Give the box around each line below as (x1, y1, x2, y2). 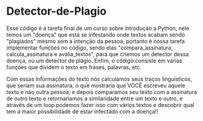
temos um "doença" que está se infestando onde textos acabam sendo (6, 31, 185, 38)
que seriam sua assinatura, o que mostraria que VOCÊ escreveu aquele (6, 81, 185, 89)
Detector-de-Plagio (6, 4, 107, 18)
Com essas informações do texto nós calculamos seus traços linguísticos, (6, 75, 193, 82)
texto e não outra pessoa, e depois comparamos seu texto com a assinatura (6, 88, 197, 95)
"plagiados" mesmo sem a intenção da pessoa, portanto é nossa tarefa (6, 37, 185, 45)
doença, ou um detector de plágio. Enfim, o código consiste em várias (6, 57, 183, 64)
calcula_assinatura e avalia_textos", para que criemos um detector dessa (6, 50, 189, 57)
